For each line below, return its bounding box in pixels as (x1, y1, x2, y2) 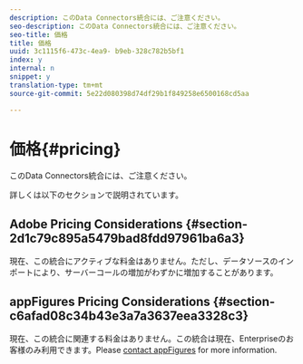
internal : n (9, 64, 54, 73)
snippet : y (9, 72, 51, 81)
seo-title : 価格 (9, 30, 68, 39)
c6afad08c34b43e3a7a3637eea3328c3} (9, 308, 249, 323)
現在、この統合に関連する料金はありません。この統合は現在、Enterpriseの (9, 333, 287, 344)
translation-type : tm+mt (9, 81, 103, 90)
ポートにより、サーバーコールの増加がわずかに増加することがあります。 (9, 267, 279, 278)
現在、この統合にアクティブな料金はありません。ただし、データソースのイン (9, 255, 295, 267)
